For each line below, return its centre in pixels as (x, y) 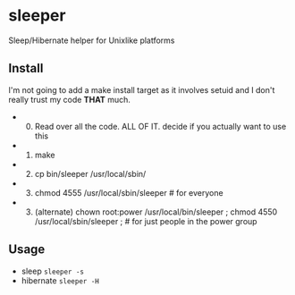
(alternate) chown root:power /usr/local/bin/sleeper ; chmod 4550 (156, 212)
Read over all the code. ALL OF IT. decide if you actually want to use (160, 126)
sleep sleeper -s (53, 271)
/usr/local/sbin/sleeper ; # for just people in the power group (146, 221)
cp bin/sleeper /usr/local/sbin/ (90, 173)
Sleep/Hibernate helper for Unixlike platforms (92, 40)
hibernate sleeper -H (60, 280)
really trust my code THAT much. (69, 99)
